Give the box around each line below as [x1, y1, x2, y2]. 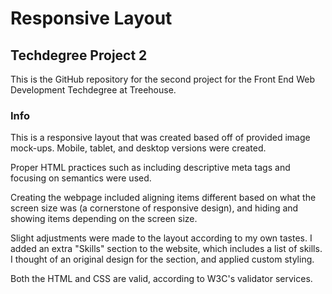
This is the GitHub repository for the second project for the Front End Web [10, 73, 315, 85]
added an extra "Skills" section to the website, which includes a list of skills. [10, 243, 323, 255]
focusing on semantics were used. [10, 172, 152, 184]
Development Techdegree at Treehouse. [10, 84, 177, 96]
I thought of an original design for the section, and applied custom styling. [10, 253, 315, 266]
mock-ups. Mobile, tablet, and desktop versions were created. [10, 142, 267, 154]
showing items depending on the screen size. [10, 213, 198, 225]
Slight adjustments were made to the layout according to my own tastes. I [10, 232, 313, 244]
